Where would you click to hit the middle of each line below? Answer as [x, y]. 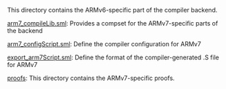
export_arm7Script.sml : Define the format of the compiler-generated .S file [113, 57]
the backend [25, 31]
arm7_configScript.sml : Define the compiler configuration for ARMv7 [104, 44]
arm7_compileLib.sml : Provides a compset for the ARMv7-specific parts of [113, 23]
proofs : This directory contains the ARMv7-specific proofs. [91, 78]
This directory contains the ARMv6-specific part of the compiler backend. [112, 10]
